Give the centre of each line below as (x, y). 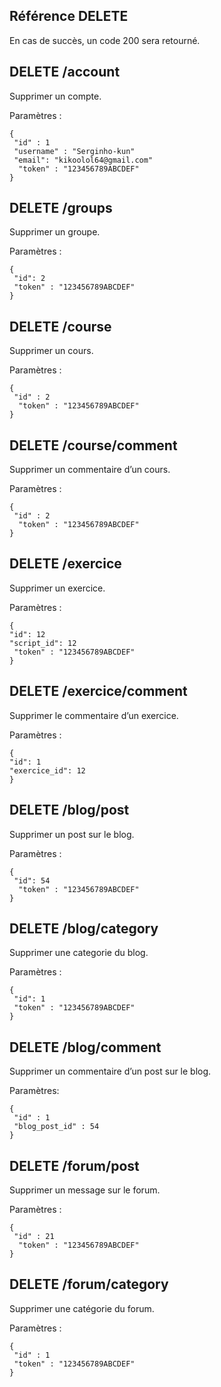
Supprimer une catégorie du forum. (82, 1308)
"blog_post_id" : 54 (56, 1127)
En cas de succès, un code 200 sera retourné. (105, 40)
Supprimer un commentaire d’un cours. (90, 470)
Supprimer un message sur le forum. (85, 1190)
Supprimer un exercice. (57, 588)
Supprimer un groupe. (55, 232)
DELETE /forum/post (74, 1165)
